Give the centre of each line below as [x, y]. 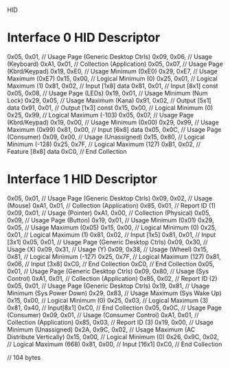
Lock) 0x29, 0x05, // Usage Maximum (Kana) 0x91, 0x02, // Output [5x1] [109, 100]
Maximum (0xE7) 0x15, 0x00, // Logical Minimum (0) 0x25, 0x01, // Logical [112, 78]
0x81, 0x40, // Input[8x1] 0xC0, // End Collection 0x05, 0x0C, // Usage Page [114, 308]
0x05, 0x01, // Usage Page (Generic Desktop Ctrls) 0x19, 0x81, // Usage [108, 286]
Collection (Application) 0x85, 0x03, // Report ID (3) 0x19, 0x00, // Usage [111, 322]
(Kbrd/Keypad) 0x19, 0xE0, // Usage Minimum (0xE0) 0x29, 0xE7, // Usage [112, 71]
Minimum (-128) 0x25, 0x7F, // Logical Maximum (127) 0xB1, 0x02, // [104, 144]
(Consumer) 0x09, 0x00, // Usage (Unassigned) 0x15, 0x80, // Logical [106, 137]
